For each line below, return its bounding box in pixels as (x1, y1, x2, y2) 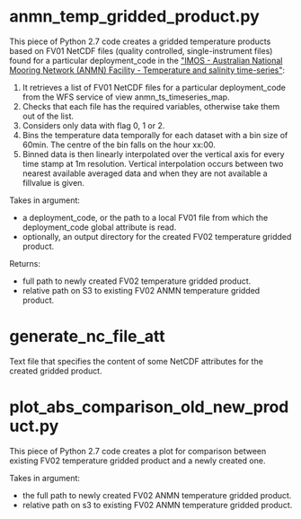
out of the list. (22, 110, 75, 121)
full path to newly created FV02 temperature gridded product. (22, 276, 252, 286)
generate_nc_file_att (9, 326, 165, 347)
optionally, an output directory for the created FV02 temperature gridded (22, 231, 292, 242)
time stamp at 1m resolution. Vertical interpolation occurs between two (22, 158, 284, 169)
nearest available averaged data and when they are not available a (22, 168, 268, 179)
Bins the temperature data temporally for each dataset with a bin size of (22, 129, 288, 140)
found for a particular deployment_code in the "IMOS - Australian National (9, 55, 283, 66)
